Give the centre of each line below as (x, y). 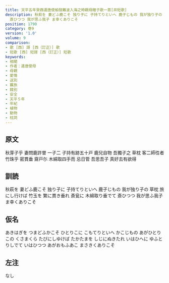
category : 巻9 (20, 29)
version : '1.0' (21, 33)
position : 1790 (21, 24)
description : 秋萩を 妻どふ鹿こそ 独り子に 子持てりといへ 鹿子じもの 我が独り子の (84, 15)
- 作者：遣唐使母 (21, 66)
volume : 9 (16, 38)
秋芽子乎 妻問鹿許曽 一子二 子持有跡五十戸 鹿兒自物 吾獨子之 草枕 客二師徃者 (85, 152)
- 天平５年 (15, 99)
